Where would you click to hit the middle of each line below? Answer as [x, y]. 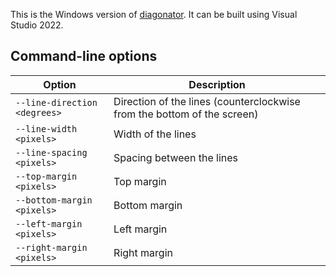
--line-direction [56, 102]
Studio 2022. [37, 25]
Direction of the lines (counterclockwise [207, 101]
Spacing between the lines [175, 157]
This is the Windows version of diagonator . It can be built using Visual [154, 14]
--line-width [46, 128]
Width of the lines [155, 134]
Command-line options [84, 56]
